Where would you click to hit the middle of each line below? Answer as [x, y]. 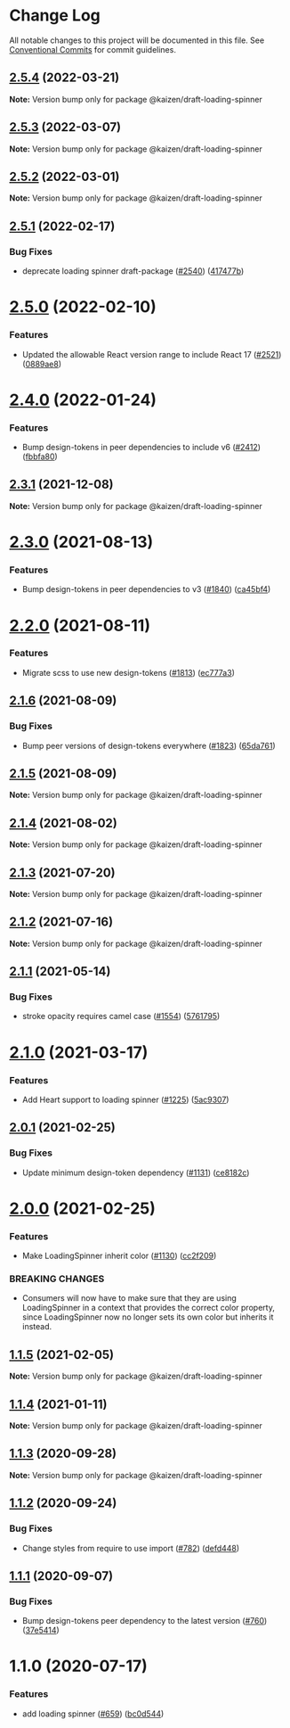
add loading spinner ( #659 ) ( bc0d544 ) [93, 1714]
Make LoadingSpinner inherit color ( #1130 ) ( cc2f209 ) [119, 1256]
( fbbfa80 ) [40, 457]
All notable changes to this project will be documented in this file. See [137, 40]
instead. [37, 1327]
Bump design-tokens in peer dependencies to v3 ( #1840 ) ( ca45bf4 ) [146, 589]
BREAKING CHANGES [57, 1279]
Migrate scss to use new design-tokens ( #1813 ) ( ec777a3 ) [129, 672]
